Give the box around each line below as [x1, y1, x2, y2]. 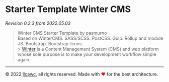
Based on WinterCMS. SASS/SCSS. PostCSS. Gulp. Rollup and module [17, 35, 163, 41]
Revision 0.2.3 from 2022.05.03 [5, 20, 71, 26]
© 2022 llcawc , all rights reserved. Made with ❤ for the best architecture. [5, 71, 158, 77]
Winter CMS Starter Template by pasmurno [17, 30, 107, 36]
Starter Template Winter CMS [5, 4, 131, 15]
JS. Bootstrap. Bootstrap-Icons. [17, 40, 83, 46]
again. [17, 56, 31, 62]
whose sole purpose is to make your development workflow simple [17, 51, 156, 57]
